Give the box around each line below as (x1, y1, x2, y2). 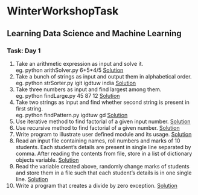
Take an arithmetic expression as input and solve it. (15, 60, 144, 67)
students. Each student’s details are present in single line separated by (15, 143, 191, 150)
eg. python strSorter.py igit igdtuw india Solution (15, 79, 136, 86)
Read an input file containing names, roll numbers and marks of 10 (15, 137, 180, 144)
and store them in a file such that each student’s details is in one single (15, 169, 192, 176)
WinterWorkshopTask (7, 4, 119, 18)
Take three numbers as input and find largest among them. (15, 86, 162, 93)
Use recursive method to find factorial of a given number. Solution (15, 124, 180, 131)
